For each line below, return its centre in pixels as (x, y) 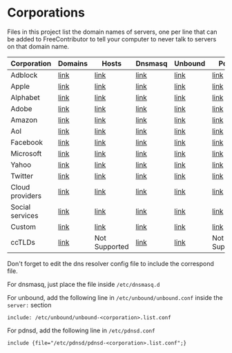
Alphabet (25, 97)
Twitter (22, 176)
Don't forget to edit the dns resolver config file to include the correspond (110, 263)
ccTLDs (23, 242)
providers (26, 196)
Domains (73, 63)
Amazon (24, 120)
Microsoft (26, 153)
